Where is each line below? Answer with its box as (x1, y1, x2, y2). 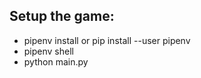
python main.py (23, 55, 89, 68)
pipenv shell (23, 45, 74, 57)
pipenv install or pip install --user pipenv (23, 34, 191, 46)
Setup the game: (9, 8, 115, 25)
